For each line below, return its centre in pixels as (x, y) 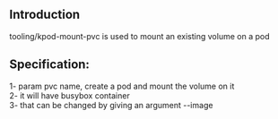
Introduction (45, 15)
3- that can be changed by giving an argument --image (111, 105)
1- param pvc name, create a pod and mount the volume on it (122, 86)
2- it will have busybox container (69, 95)
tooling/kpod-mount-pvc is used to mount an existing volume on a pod (139, 36)
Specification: (49, 65)
